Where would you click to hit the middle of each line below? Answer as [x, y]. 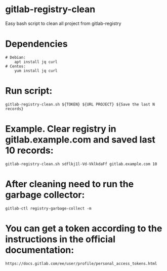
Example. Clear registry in [61, 129]
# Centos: [16, 66]
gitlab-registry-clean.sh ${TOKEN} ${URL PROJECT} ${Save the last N [80, 104]
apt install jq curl [36, 62]
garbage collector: [45, 195]
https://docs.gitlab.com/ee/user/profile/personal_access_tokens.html [81, 263]
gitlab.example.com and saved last [80, 140]
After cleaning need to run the [70, 184]
